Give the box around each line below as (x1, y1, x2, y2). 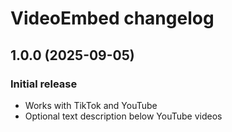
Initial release (10, 77, 78, 91)
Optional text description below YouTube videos (24, 110, 223, 122)
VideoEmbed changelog (10, 7, 215, 30)
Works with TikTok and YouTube (24, 99, 158, 111)
